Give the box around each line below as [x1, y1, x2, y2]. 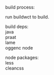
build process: [5, 4, 35, 10]
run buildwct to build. [5, 14, 49, 19]
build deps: [5, 23, 29, 29]
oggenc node [5, 45, 33, 50]
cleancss [5, 65, 24, 71]
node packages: [5, 54, 39, 60]
